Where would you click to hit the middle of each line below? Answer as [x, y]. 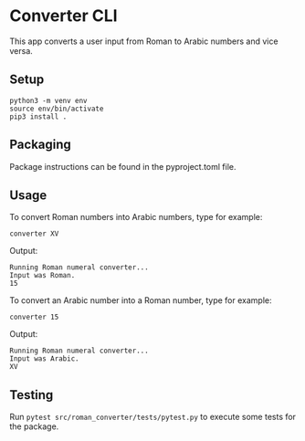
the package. [34, 426]
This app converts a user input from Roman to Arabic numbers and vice [144, 41]
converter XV [34, 234]
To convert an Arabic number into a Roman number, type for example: [141, 300]
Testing [32, 395]
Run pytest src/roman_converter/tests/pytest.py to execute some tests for [153, 417]
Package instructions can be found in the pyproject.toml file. [123, 166]
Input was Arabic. [44, 359]
